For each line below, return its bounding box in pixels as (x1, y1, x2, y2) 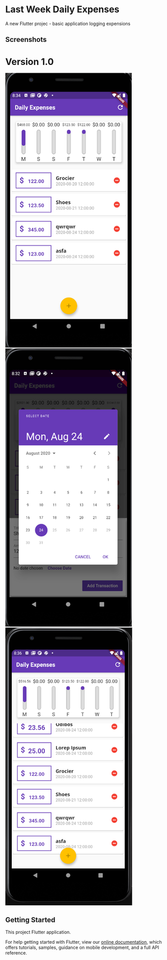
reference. (5, 950, 27, 956)
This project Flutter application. (5, 929, 71, 935)
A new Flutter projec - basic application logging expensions (5, 20, 131, 27)
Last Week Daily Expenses (5, 4, 120, 15)
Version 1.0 (5, 56, 54, 68)
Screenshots (5, 35, 47, 44)
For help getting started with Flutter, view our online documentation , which (5, 939, 162, 945)
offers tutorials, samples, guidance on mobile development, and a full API (5, 945, 159, 951)
